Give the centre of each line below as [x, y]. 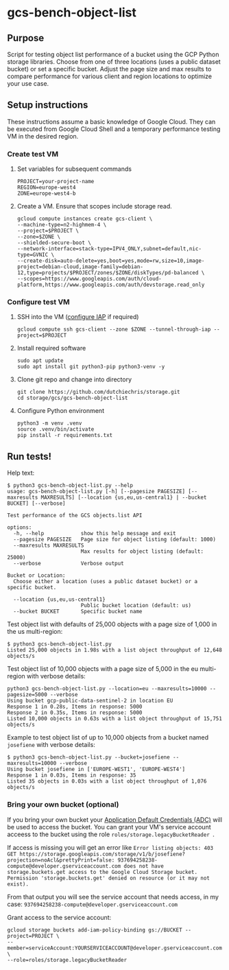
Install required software [51, 348]
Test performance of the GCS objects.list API [75, 516]
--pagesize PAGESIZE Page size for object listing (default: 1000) [114, 540]
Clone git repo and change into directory [74, 379]
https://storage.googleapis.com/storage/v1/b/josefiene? [103, 854]
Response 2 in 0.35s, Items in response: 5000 [75, 713]
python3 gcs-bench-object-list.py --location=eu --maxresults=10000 [107, 689]
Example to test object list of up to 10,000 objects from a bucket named [108, 737]
